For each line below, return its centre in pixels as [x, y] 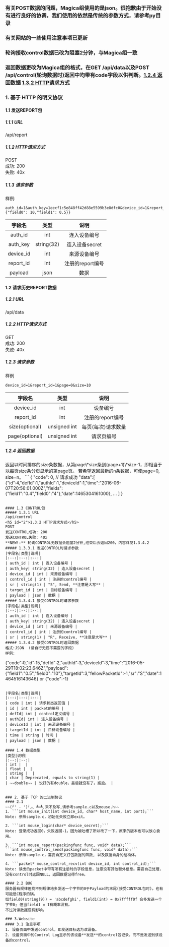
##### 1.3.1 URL [22, 513]
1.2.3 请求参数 [20, 362]
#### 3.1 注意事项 [23, 924]
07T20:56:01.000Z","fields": [34, 488]
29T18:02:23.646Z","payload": [37, 668]
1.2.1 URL [15, 299]
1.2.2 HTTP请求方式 [26, 324]
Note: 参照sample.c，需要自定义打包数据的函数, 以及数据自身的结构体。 [72, 855]
